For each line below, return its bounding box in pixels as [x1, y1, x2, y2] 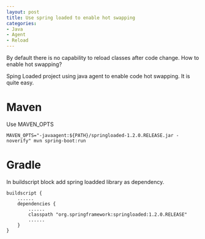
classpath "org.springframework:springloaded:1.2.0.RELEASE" [28, 211, 188, 218]
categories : [6, 20, 37, 26]
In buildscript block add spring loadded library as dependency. [6, 178, 165, 185]
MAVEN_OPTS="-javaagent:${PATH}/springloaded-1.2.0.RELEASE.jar [6, 132, 174, 138]
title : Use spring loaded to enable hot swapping [6, 15, 136, 21]
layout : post [6, 9, 40, 15]
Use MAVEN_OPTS [6, 120, 54, 128]
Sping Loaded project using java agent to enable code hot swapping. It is [6, 73, 190, 79]
